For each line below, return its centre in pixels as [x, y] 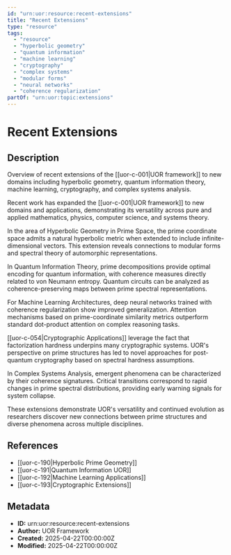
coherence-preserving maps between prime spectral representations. [107, 289]
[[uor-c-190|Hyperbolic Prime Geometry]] [77, 462]
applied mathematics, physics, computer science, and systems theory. [109, 217]
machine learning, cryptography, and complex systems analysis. [99, 189]
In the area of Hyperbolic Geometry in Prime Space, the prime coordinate [112, 231]
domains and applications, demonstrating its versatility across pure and [110, 210]
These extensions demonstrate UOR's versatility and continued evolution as [116, 409]
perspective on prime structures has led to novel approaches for [99, 353]
